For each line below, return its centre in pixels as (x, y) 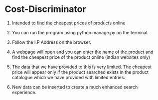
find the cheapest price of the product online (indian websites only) (81, 57)
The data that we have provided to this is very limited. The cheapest (81, 67)
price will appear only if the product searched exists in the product (80, 72)
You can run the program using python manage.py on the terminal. (80, 32)
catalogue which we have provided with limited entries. (69, 77)
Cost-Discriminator (45, 9)
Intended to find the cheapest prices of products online (69, 23)
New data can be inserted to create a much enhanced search (75, 87)
